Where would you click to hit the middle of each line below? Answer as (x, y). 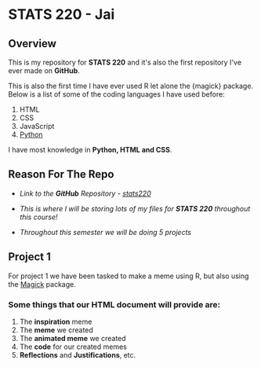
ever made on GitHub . (44, 71)
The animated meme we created (73, 338)
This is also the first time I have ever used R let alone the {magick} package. (130, 86)
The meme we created (56, 330)
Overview (33, 44)
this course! (38, 217)
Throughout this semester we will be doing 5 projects (105, 232)
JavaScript (37, 126)
